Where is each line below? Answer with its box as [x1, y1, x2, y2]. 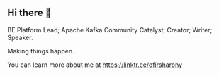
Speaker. [7, 33, 33, 42]
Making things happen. [7, 46, 74, 55]
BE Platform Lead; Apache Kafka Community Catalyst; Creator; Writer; [7, 25, 213, 34]
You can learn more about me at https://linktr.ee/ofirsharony [7, 61, 183, 69]
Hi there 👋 [7, 7, 52, 19]
